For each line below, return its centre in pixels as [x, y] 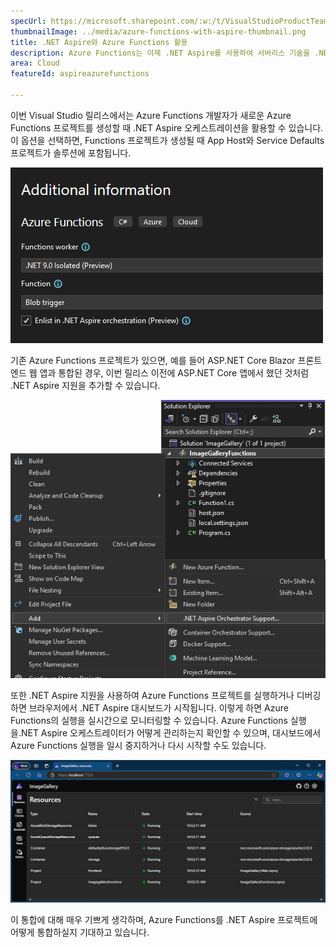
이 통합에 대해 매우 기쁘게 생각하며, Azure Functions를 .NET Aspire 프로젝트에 [164, 920]
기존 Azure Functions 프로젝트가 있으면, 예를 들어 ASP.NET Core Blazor [153, 360]
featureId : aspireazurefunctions [80, 74]
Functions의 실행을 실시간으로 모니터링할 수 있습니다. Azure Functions [149, 721]
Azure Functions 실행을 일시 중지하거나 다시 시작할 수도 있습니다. [138, 746]
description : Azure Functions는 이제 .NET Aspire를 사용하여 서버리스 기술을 [160, 53]
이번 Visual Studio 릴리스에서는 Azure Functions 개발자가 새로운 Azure [151, 115]
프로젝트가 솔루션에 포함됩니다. [71, 152]
